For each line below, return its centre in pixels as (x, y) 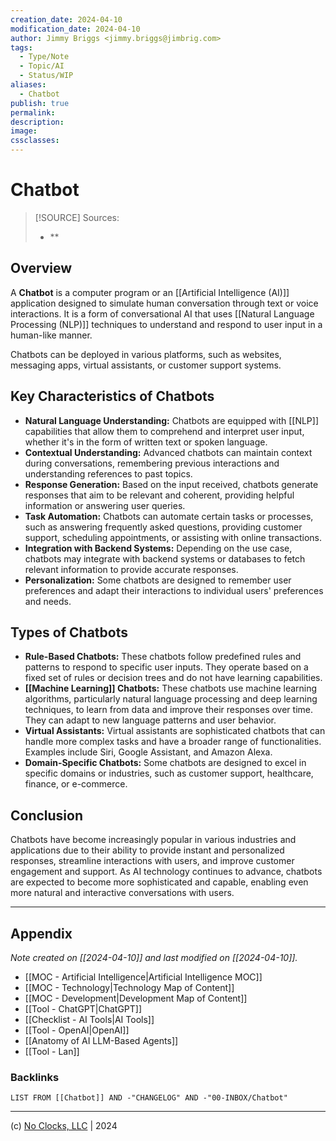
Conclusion (47, 815)
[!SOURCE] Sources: (77, 217)
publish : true (40, 103)
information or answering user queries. (105, 505)
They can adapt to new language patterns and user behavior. (150, 720)
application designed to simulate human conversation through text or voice (164, 303)
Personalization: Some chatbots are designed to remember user (158, 580)
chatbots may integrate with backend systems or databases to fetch (165, 558)
